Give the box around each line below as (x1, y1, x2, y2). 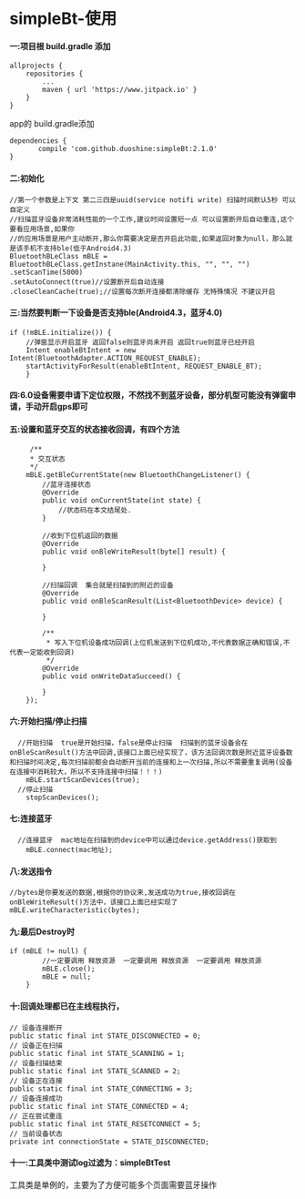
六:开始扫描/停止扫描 (9, 716, 88, 727)
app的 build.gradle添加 (9, 118, 96, 129)
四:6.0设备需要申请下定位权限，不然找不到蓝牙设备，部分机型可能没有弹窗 (9, 390, 289, 401)
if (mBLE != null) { (9, 947, 88, 956)
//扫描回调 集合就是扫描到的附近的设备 (42, 580, 175, 590)
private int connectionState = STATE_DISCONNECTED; (9, 1137, 209, 1146)
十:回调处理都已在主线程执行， (9, 1001, 125, 1011)
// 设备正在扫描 (9, 1041, 63, 1050)
